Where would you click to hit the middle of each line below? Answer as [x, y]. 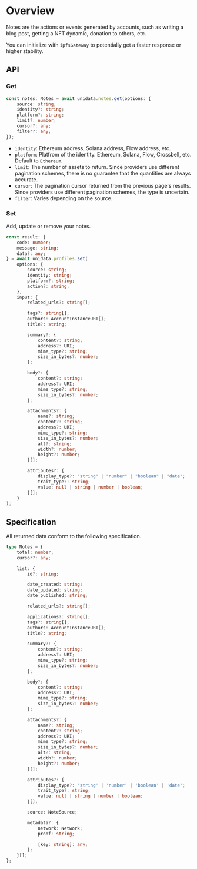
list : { [26, 568]
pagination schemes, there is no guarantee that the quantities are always [103, 173]
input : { [27, 297]
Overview [30, 11]
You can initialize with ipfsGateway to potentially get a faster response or [94, 45]
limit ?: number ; [37, 121]
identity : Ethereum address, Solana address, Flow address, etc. [93, 148]
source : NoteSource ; [52, 812]
